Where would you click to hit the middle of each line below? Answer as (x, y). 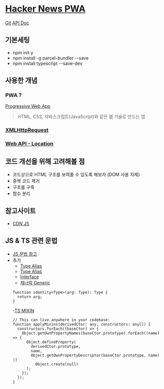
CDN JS (21, 223)
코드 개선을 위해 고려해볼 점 (45, 161)
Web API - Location (30, 144)
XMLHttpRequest (27, 130)
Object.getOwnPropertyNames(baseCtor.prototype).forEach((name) (91, 333)
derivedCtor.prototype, (56, 346)
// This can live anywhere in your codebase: (61, 320)
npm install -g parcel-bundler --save (50, 58)
